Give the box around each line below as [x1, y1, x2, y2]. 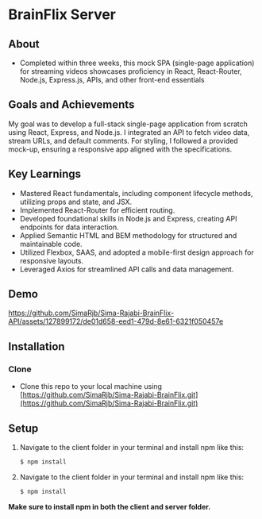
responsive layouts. [19, 256, 84, 265]
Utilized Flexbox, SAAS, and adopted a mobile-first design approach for [19, 248, 254, 257]
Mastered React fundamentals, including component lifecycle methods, [19, 188, 253, 198]
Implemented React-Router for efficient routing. [19, 205, 175, 215]
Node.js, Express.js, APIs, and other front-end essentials [19, 75, 205, 84]
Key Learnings [8, 167, 82, 181]
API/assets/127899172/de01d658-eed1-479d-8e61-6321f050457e [8, 317, 224, 326]
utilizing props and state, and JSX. [19, 197, 133, 206]
